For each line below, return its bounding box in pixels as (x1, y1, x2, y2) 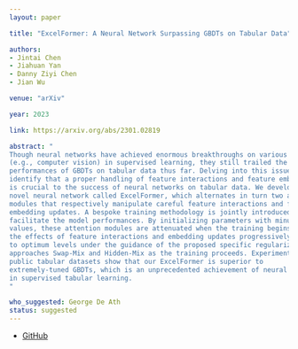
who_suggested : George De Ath (9, 298, 122, 306)
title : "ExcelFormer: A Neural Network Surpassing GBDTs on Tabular (9, 28, 268, 38)
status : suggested (9, 306, 77, 315)
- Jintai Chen (9, 53, 62, 62)
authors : (9, 45, 42, 54)
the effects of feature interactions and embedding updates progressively (9, 232, 292, 242)
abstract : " (9, 142, 53, 151)
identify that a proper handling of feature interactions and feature (9, 174, 276, 184)
